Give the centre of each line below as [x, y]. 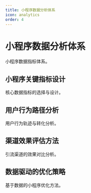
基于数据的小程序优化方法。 [34, 185]
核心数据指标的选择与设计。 [34, 92]
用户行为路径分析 [32, 110]
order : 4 [14, 19]
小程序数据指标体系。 [27, 61]
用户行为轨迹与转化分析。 [32, 123]
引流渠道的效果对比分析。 [32, 154]
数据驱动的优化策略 [35, 172]
